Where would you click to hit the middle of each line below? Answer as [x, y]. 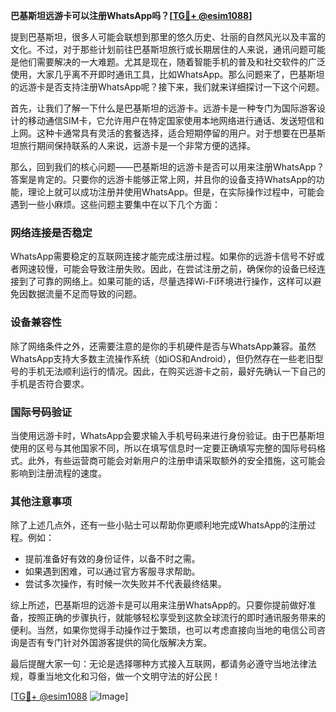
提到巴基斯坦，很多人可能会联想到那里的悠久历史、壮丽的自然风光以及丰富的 [168, 37]
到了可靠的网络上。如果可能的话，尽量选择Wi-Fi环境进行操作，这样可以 [165, 281]
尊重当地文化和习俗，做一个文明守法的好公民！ [124, 676]
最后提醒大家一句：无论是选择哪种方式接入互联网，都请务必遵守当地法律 [159, 664]
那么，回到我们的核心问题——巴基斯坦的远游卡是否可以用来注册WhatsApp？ [167, 167]
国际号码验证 [41, 412]
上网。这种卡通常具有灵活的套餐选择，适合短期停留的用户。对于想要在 [155, 133]
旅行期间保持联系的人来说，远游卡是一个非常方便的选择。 [137, 145]
